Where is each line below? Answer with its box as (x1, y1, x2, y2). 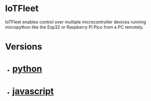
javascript (12, 85, 54, 97)
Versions (5, 41, 43, 52)
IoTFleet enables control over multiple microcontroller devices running (5, 19, 147, 25)
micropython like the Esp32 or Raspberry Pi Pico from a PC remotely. (5, 24, 144, 30)
